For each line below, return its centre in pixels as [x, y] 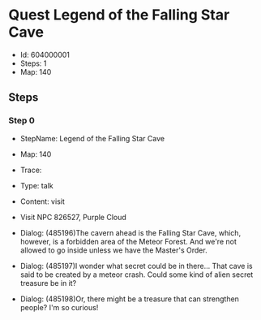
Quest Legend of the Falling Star [119, 15]
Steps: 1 [33, 63]
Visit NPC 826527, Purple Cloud [73, 217]
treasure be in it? [48, 283]
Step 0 [21, 121]
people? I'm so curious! [59, 307]
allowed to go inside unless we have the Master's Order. [114, 250]
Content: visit [42, 201]
